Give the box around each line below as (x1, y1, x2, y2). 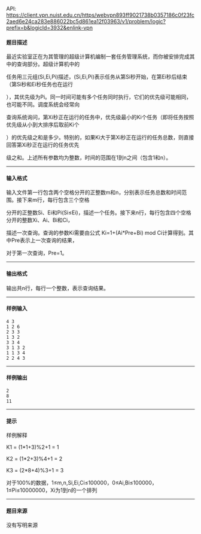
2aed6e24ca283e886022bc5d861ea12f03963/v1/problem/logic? (6, 18, 166, 25)
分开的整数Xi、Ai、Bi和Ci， (6, 217, 74, 224)
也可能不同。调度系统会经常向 (6, 101, 80, 108)
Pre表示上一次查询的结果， (11, 236, 78, 244)
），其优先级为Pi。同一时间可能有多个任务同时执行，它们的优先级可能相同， (6, 93, 192, 101)
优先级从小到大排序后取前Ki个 (6, 121, 80, 128)
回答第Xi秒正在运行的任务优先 (6, 141, 80, 148)
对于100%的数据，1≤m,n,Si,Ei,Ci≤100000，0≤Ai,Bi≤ (6, 479, 133, 487)
